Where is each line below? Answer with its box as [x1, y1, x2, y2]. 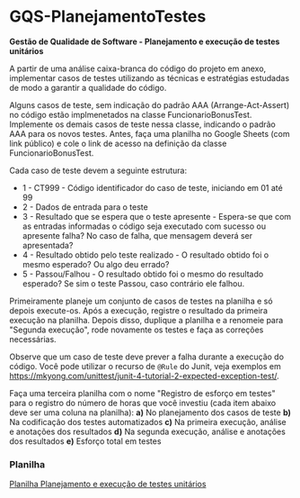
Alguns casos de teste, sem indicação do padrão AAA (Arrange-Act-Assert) [9, 99, 290, 110]
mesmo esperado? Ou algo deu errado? [22, 258, 170, 269]
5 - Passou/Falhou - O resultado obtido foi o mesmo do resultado [22, 268, 264, 279]
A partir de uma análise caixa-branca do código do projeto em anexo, [9, 63, 267, 74]
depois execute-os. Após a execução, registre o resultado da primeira [9, 304, 268, 316]
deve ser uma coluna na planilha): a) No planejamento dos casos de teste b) [9, 407, 292, 418]
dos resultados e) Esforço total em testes [9, 435, 162, 447]
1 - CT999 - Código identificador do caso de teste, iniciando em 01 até [22, 182, 283, 193]
